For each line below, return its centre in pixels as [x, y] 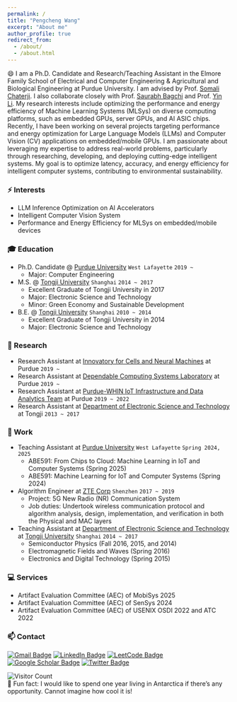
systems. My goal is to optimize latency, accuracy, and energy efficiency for [118, 163]
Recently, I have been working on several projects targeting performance [114, 126]
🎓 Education [30, 250]
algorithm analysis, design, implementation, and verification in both [126, 514]
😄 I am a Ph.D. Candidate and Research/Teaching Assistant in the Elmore [114, 73]
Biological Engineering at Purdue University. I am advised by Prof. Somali [114, 88]
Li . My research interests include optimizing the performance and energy [114, 103]
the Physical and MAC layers [70, 521]
